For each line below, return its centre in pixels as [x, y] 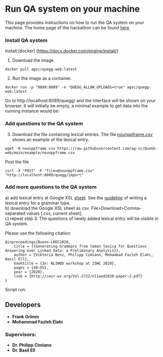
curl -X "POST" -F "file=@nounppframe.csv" [50, 171]
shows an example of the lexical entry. [50, 139]
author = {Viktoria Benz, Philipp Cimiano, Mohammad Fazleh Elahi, [83, 255]
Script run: [16, 289]
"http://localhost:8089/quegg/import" [44, 175]
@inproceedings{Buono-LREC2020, [38, 242]
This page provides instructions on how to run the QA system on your [75, 22]
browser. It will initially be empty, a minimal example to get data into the [77, 106]
